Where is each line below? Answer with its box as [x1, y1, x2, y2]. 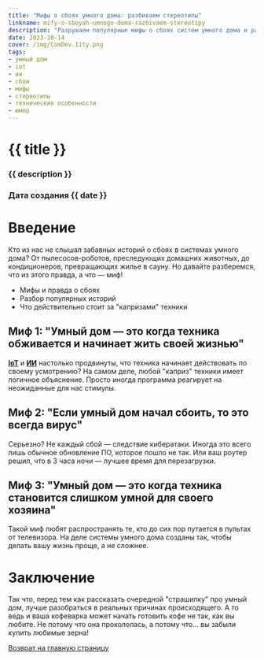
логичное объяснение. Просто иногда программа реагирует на [8, 375, 222, 384]
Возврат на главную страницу [8, 643, 109, 653]
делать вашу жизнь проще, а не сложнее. [8, 541, 149, 551]
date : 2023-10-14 [8, 33, 65, 42]
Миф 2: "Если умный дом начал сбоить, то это [8, 406, 249, 420]
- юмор [8, 107, 30, 115]
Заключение [8, 569, 96, 587]
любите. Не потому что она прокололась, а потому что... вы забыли [8, 620, 236, 629]
